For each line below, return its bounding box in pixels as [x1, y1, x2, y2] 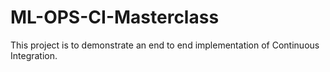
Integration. [10, 49, 58, 61]
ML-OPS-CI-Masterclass [10, 6, 220, 29]
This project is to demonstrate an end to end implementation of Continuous [10, 39, 320, 51]
